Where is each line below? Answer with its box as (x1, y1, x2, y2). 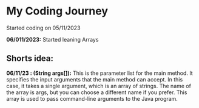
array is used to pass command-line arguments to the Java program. (6, 95, 178, 102)
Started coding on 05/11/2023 (6, 24, 81, 31)
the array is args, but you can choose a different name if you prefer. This (6, 89, 187, 96)
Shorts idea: (6, 53, 53, 64)
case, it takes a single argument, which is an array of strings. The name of (6, 82, 191, 89)
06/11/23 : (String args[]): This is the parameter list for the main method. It (6, 69, 193, 77)
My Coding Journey (6, 4, 108, 18)
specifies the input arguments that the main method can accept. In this (6, 75, 183, 83)
